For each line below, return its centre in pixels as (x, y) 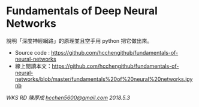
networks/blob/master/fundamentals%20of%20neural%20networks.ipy (104, 79)
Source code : (32, 52)
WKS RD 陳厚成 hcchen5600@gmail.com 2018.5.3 (68, 97)
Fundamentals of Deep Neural (82, 11)
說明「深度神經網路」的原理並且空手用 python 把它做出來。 (79, 40)
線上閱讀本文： (33, 66)
